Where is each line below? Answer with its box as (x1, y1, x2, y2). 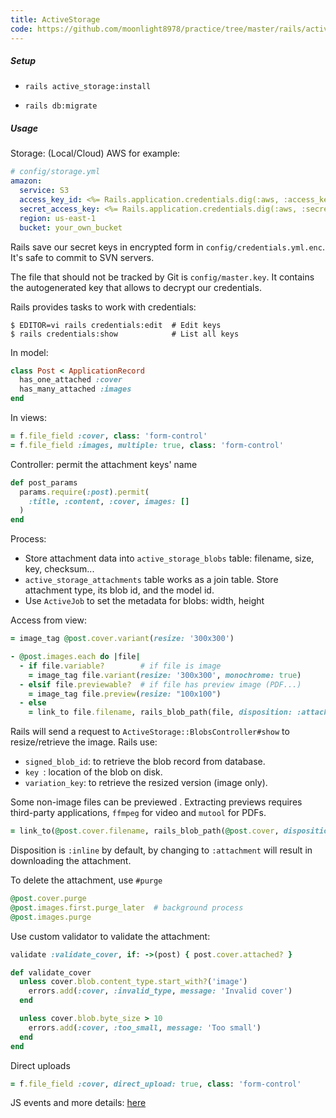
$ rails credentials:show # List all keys (10, 329, 240, 339)
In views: (10, 412, 48, 424)
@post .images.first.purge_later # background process (10, 902, 244, 913)
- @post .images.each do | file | (10, 652, 141, 662)
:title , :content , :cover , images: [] (28, 496, 190, 506)
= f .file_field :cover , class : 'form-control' (10, 431, 208, 441)
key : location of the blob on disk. (24, 766, 163, 778)
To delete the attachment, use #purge (10, 874, 163, 886)
